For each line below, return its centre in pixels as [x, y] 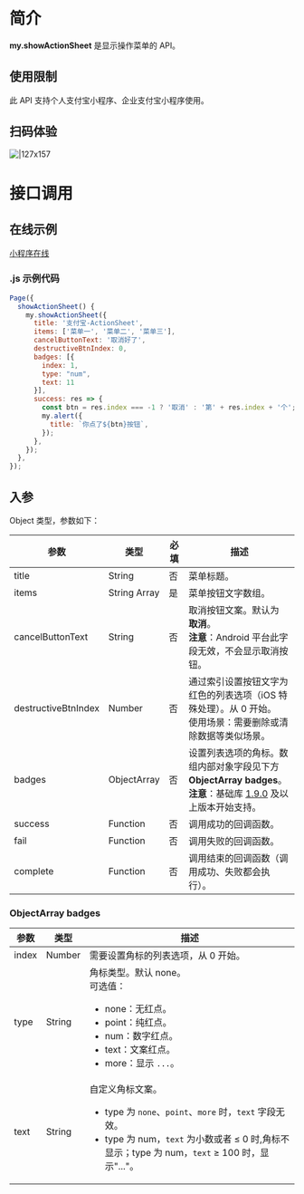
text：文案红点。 [140, 1050]
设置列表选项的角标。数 [238, 753]
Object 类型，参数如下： [55, 521]
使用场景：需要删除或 [234, 723]
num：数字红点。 [141, 1036]
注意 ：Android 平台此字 [238, 638]
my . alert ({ [62, 416]
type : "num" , [66, 374]
